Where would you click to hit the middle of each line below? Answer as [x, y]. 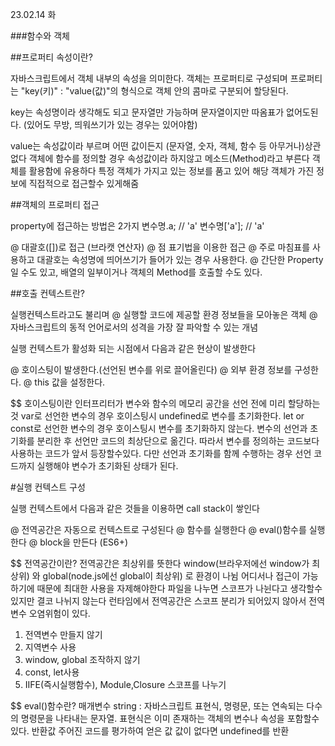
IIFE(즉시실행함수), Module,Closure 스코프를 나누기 [125, 684]
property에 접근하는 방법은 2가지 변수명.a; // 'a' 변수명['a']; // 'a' [137, 226]
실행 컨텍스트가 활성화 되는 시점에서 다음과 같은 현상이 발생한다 [133, 348]
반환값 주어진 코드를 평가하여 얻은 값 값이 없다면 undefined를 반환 [160, 731]
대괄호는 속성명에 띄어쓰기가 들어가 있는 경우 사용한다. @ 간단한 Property [180, 259]
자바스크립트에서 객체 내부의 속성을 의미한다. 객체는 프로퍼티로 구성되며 [149, 78]
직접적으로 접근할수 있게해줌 [84, 183]
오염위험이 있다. [59, 613]
